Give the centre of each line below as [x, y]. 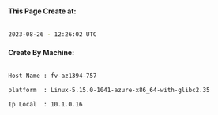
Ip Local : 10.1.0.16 [45, 105]
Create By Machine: [41, 52]
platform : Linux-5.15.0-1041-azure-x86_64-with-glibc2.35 [109, 91]
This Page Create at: [42, 11]
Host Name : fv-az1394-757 [53, 76]
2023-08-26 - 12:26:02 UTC [53, 35]
